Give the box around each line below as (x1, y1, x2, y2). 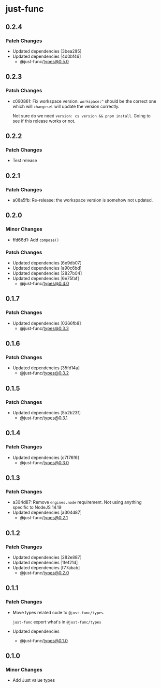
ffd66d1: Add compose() (12, 237, 59, 243)
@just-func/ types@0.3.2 (19, 370, 69, 376)
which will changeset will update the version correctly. (12, 103, 120, 109)
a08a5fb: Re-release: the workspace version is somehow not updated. (12, 197, 153, 203)
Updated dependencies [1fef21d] (12, 559, 78, 566)
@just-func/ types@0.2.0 (19, 570, 69, 576)
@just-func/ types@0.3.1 (19, 415, 68, 421)
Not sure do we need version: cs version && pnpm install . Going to (12, 113, 151, 118)
